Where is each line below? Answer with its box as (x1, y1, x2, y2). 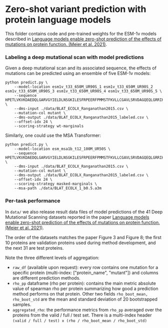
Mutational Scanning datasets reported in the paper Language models (5, 214, 149, 220)
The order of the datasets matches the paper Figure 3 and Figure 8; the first (5, 234, 161, 240)
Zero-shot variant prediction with (5, 3, 146, 15)
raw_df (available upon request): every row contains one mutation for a (12, 264, 158, 270)
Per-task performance (5, 197, 61, 204)
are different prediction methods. (12, 275, 81, 281)
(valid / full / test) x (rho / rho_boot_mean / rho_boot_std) (12, 318, 147, 323)
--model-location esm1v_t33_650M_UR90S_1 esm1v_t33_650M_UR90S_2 (14, 84, 153, 89)
